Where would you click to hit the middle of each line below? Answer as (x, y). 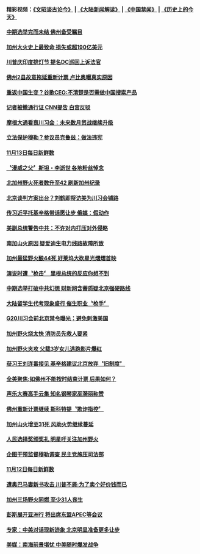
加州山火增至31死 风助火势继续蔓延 (50, 424)
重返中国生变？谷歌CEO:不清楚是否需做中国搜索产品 (72, 92)
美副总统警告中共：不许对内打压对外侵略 (57, 228)
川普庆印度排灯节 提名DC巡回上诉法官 (54, 62)
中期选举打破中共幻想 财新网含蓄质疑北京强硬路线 (69, 288)
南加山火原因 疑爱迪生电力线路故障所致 (55, 243)
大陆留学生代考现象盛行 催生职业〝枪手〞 (58, 303)
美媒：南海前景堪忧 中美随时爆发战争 (52, 545)
